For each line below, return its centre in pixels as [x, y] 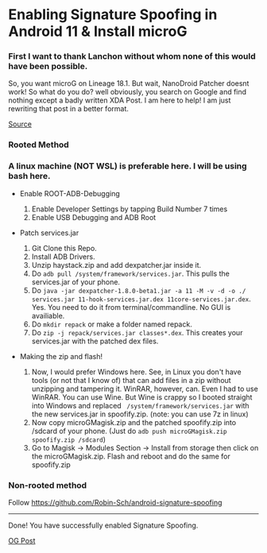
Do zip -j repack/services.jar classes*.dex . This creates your [137, 332]
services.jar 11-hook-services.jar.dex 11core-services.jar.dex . [141, 299]
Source [20, 124]
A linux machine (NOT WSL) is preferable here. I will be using [128, 166]
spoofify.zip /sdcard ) [68, 439]
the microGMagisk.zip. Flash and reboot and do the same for [131, 456]
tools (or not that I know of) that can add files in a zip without [132, 380]
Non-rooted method [48, 485]
